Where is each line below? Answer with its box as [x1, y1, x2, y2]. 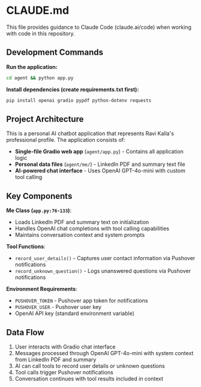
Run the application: [6, 63, 58, 70]
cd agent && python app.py [6, 75, 74, 81]
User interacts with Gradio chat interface [14, 343, 116, 350]
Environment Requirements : [6, 285, 78, 293]
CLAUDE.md [6, 4, 70, 17]
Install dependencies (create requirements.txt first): [6, 85, 139, 93]
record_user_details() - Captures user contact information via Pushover [14, 255, 196, 262]
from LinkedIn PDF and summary [14, 356, 97, 363]
